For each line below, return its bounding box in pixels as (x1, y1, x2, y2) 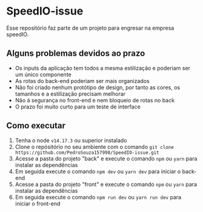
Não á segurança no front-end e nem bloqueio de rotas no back (15, 96, 175, 104)
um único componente (15, 71, 72, 78)
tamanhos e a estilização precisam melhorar (15, 90, 126, 98)
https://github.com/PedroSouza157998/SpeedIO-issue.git (15, 150, 159, 156)
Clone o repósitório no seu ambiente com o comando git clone (15, 143, 174, 150)
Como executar (6, 121, 65, 131)
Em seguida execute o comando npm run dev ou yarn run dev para (15, 193, 182, 200)
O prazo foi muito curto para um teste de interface (15, 103, 141, 110)
